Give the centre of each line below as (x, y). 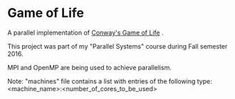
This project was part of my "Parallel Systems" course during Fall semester (117, 46)
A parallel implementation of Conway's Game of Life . (85, 33)
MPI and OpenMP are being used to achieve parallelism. (90, 67)
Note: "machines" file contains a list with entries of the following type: (110, 81)
